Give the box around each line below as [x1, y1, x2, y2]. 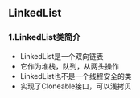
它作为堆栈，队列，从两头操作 [19, 61, 119, 71]
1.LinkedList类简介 [8, 32, 81, 43]
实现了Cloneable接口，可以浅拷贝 [19, 81, 132, 91]
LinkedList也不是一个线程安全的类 [19, 71, 132, 80]
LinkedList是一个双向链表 [19, 51, 104, 61]
